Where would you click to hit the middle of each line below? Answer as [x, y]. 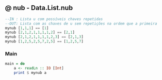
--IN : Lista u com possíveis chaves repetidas [54, 19]
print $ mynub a [30, 73]
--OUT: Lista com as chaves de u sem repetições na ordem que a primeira [81, 24]
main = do [15, 64]
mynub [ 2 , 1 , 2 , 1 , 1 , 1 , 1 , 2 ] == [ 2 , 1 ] [40, 33]
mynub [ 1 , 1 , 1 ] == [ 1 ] [27, 28]
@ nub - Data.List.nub [39, 8]
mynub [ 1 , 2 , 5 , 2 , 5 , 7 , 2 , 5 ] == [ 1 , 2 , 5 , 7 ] [44, 41]
